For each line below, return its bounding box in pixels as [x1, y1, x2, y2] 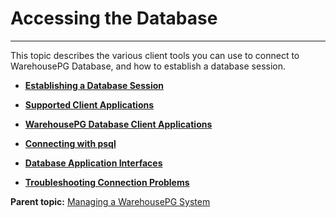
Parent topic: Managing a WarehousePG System [10, 195, 211, 207]
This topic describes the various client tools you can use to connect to [10, 49, 300, 61]
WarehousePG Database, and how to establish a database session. [10, 60, 287, 72]
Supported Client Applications [24, 98, 155, 111]
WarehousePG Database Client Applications [24, 118, 213, 130]
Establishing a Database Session [24, 79, 164, 91]
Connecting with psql [24, 137, 117, 149]
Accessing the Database [10, 7, 218, 30]
